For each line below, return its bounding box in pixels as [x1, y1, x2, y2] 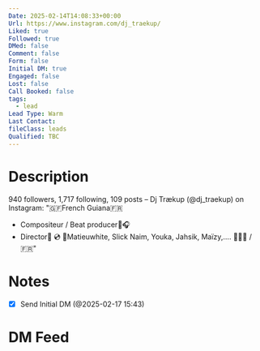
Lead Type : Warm [8, 110, 63, 118]
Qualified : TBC [8, 132, 60, 140]
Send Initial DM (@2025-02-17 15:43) [19, 299, 145, 309]
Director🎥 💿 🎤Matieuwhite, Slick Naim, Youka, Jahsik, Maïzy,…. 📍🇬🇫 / [19, 232, 253, 242]
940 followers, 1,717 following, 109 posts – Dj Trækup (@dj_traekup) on [8, 194, 245, 203]
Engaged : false [8, 72, 60, 80]
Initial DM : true [8, 65, 67, 73]
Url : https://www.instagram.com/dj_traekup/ [8, 19, 161, 28]
